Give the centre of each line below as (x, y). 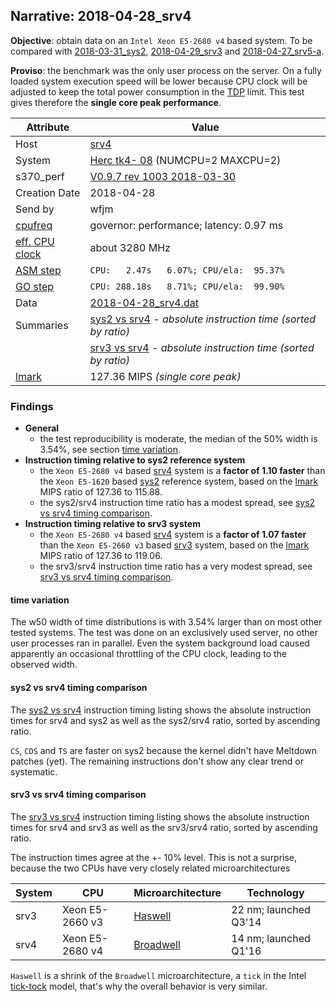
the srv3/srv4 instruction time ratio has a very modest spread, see (176, 566)
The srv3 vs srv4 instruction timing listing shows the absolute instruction (160, 816)
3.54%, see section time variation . (110, 450)
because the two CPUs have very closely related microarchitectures (150, 868)
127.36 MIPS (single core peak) (165, 376)
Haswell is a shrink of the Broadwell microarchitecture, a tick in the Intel (158, 975)
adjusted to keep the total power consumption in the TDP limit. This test (157, 91)
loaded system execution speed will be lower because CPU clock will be (159, 81)
